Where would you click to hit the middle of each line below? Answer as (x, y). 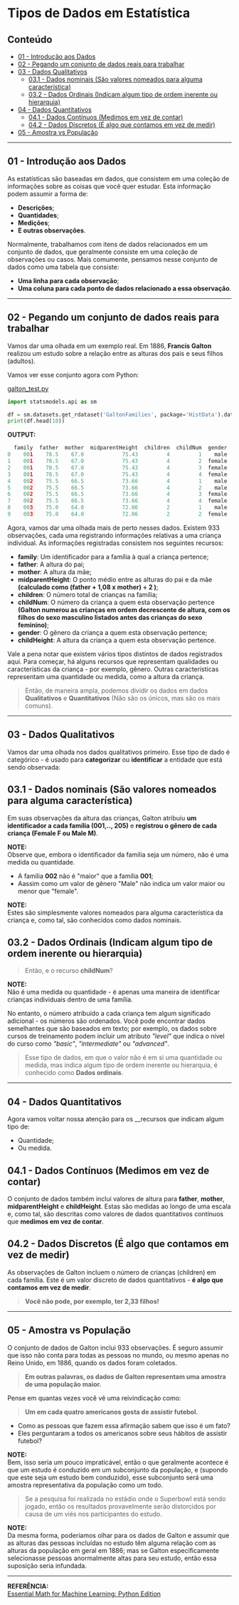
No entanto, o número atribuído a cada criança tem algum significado (109, 1014)
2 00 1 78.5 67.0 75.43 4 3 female (117, 468)
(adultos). (21, 361)
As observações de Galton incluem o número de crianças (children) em (112, 1272)
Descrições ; (36, 208)
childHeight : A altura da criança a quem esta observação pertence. (117, 640)
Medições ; (34, 223)
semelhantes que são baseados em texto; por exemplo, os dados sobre (112, 1029)
